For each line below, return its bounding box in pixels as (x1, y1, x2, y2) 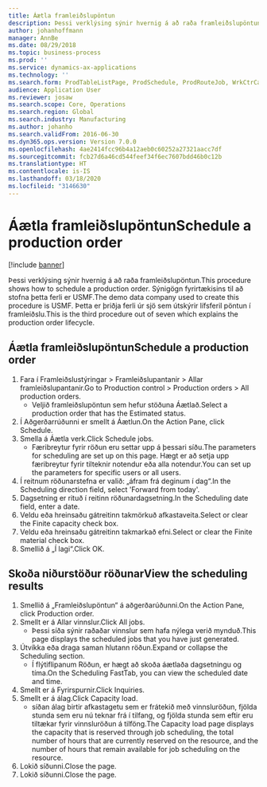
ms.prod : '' (8, 57, 48, 65)
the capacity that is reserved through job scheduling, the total (31, 727, 234, 738)
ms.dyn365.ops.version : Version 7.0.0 (8, 137, 137, 146)
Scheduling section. (19, 651, 85, 661)
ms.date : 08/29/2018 (8, 41, 77, 49)
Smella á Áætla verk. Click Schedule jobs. (19, 434, 154, 443)
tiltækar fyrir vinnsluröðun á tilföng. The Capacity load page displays (31, 719, 254, 729)
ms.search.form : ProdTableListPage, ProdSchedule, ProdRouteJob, (8, 78, 229, 86)
